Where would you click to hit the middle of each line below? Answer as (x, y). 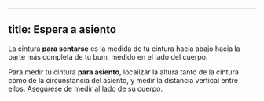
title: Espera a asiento (62, 29)
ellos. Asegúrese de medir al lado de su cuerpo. (86, 88)
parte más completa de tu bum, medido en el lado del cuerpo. (108, 56)
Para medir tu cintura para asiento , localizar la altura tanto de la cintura (124, 72)
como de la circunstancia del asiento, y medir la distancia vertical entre (123, 80)
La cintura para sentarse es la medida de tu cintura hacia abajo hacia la (124, 49)
